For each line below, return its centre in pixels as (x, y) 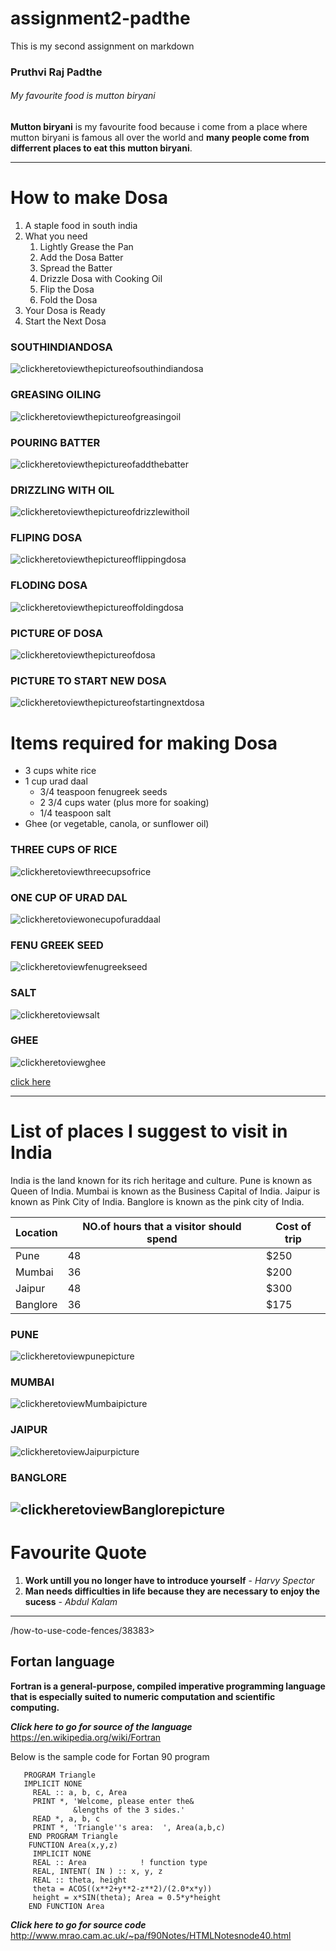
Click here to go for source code (78, 1924)
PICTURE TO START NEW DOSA (88, 680)
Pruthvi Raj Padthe (56, 72)
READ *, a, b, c (66, 1818)
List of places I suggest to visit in (149, 1131)
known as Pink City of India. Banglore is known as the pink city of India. (157, 1201)
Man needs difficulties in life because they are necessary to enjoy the (172, 1591)
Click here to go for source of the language (101, 1726)
